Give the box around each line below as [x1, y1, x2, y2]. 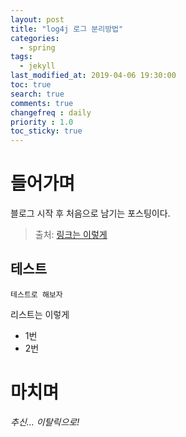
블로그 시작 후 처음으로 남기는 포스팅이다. [10, 207, 171, 220]
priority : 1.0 [10, 117, 74, 127]
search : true [10, 89, 65, 99]
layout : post [10, 14, 65, 25]
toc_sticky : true [10, 126, 83, 136]
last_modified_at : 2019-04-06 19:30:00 [10, 71, 177, 81]
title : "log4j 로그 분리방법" [10, 24, 124, 34]
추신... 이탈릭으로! [10, 416, 80, 428]
